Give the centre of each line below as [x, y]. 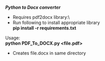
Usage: [13, 38]
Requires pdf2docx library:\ [41, 17]
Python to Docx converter [33, 7]
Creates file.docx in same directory [49, 53]
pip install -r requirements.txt [44, 28]
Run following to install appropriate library [56, 23]
